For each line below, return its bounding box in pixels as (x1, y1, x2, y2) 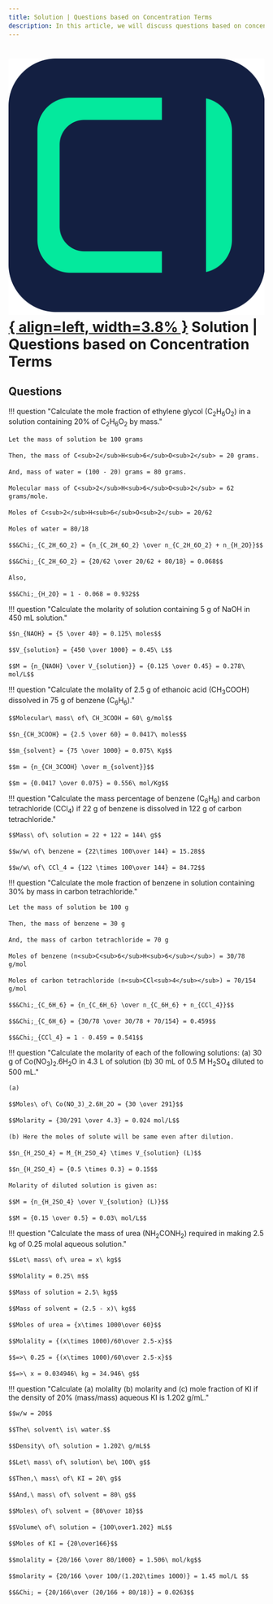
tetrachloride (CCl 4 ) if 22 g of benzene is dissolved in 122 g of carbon (8, 804, 242, 815)
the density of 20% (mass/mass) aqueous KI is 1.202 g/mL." (8, 1392, 210, 1402)
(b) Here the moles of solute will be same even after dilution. (8, 1133, 234, 1141)
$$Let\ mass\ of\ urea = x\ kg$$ (8, 1256, 122, 1264)
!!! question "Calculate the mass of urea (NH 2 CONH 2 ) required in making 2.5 (8, 1229, 264, 1240)
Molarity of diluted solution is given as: (8, 1182, 158, 1190)
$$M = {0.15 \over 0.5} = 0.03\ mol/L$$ (8, 1214, 148, 1222)
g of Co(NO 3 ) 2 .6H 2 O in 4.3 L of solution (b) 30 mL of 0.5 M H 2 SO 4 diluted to (8, 1056, 264, 1069)
